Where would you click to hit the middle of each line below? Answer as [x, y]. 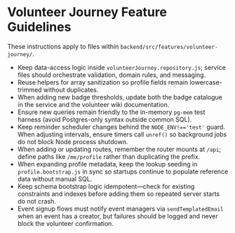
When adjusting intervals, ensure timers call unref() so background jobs [122, 134]
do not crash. [36, 201]
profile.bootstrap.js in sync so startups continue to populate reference [123, 171]
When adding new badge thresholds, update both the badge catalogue [120, 97]
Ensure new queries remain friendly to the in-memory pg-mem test [111, 112]
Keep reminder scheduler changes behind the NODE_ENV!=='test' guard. [121, 127]
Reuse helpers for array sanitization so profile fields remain [103, 82]
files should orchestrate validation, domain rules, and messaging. [112, 75]
